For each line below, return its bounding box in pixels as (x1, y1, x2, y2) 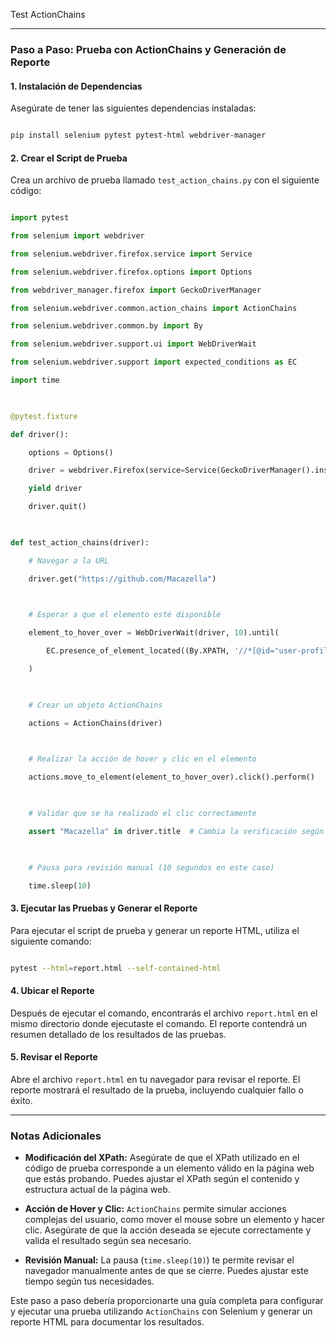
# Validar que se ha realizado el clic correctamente (28, 809, 257, 819)
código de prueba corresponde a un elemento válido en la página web (24, 1162, 315, 1174)
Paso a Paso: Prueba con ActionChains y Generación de (10, 42, 287, 56)
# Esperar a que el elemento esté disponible (28, 610, 222, 620)
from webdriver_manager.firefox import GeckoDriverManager (10, 285, 262, 295)
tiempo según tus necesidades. (24, 1275, 155, 1288)
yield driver (28, 484, 83, 494)
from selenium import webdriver (10, 231, 145, 241)
